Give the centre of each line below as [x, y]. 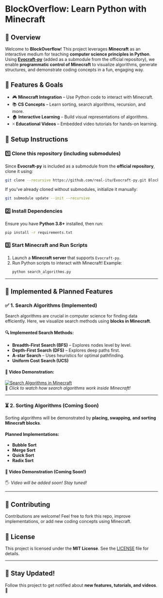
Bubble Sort [24, 445]
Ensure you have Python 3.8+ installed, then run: [54, 224]
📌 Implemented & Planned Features [59, 291]
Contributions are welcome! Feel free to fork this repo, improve [68, 516]
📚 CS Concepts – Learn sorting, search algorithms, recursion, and [79, 104]
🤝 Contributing [28, 504]
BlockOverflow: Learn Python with [76, 9]
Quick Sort [23, 455]
